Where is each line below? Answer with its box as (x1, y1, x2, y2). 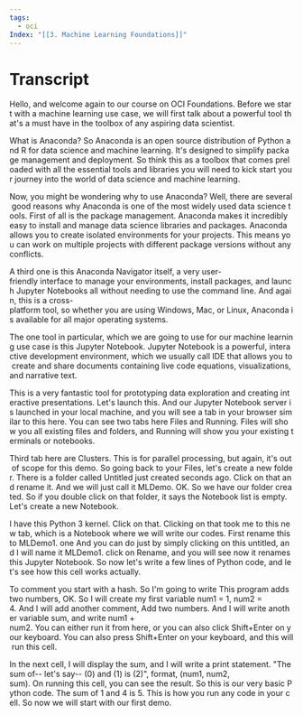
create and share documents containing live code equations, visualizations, (11, 360, 291, 371)
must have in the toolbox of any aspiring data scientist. (31, 118, 235, 129)
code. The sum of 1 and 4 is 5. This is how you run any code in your (32, 688, 284, 699)
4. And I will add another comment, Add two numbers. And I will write (9, 603, 267, 614)
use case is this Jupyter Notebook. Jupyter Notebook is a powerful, (16, 341, 268, 352)
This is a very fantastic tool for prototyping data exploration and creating (9, 387, 279, 398)
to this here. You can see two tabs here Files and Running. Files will (22, 416, 273, 427)
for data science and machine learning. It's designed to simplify (28, 145, 264, 156)
